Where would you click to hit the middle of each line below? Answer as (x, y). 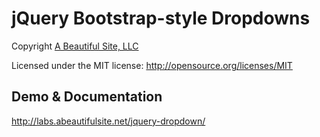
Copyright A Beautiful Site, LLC (75, 46)
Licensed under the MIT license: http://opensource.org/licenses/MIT (152, 65)
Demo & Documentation (87, 97)
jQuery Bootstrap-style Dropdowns (161, 18)
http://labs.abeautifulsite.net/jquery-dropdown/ (108, 121)
